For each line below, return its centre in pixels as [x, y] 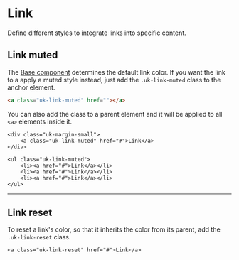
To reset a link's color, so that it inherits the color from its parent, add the [114, 229]
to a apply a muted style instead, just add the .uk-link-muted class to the [114, 80]
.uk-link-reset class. [39, 237]
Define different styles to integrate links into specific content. [97, 33]
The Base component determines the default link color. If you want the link [117, 72]
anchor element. [31, 87]
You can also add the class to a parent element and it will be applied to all [115, 114]
